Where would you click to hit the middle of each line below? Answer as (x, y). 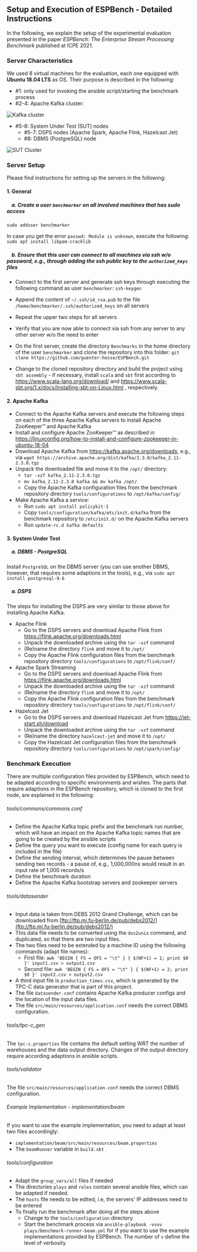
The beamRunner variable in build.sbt (60, 1149)
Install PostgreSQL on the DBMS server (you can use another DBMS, (88, 566)
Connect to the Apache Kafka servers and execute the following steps (100, 414)
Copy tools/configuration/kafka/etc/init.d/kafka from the (97, 513)
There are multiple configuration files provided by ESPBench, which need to (98, 776)
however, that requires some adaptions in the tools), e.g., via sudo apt (91, 573)
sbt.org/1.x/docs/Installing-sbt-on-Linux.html (69, 387)
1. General (19, 191)
